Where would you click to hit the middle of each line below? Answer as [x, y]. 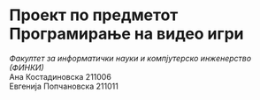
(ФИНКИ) [27, 68]
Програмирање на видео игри [127, 34]
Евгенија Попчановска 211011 [64, 86]
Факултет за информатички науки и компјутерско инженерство [130, 58]
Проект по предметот [94, 15]
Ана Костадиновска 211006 [61, 76]
